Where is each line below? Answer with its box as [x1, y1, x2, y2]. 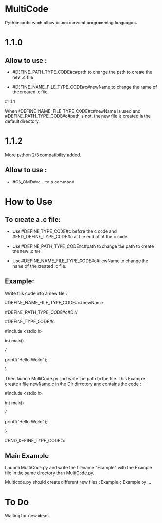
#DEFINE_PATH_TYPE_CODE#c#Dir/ [5, 309, 78, 315]
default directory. [5, 118, 40, 124]
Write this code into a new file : [5, 290, 67, 296]
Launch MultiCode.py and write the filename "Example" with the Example [5, 465, 152, 471]
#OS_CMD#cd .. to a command [12, 179, 75, 184]
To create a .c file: [5, 215, 61, 224]
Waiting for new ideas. [5, 513, 50, 519]
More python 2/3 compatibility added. [5, 152, 81, 158]
